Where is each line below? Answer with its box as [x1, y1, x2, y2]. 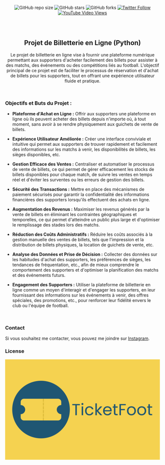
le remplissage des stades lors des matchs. [12, 222, 100, 228]
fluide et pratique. [64, 78, 101, 83]
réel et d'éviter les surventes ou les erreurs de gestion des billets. [12, 177, 145, 183]
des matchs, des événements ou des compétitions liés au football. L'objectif [5, 62, 160, 68]
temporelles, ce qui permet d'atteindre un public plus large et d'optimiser [12, 217, 160, 223]
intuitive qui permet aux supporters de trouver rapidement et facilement [12, 141, 158, 147]
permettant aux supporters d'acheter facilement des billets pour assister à [7, 57, 158, 63]
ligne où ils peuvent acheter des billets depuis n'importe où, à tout [12, 116, 146, 122]
